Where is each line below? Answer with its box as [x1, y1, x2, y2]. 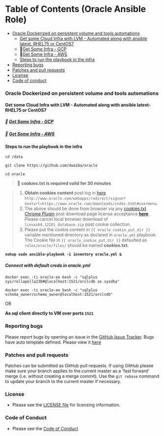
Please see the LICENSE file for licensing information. [12, 402, 120, 408]
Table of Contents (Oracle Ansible [5, 3, 146, 15]
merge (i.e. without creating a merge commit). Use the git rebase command [5, 373, 160, 379]
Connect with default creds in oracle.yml [5, 263, 91, 268]
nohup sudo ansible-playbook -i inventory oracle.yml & [5, 252, 122, 257]
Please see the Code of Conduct [12, 426, 79, 432]
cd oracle [5, 172, 26, 177]
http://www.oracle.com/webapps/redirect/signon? [24, 196, 126, 201]
